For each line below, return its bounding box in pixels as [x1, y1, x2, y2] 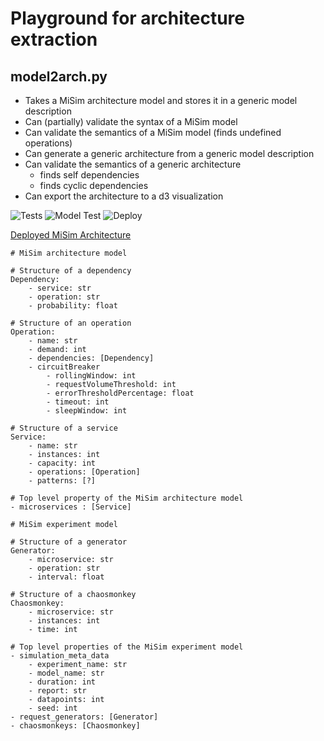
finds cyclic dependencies [39, 180, 149, 191]
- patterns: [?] [28, 476, 97, 486]
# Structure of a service [10, 423, 118, 433]
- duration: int [28, 677, 97, 687]
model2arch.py [10, 68, 108, 85]
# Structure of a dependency [10, 266, 132, 276]
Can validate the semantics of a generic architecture [24, 158, 242, 170]
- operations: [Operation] [28, 467, 141, 477]
